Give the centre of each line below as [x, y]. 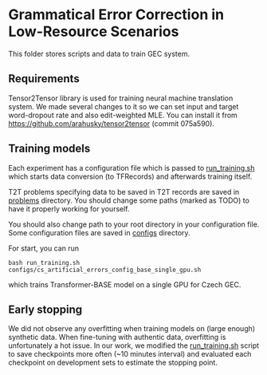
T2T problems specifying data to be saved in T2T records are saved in [124, 191]
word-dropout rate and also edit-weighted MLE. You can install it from [123, 115]
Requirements [44, 79]
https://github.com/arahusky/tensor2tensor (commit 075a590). [112, 123]
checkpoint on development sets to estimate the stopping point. [113, 363]
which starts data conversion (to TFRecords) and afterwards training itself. [130, 176]
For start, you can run [44, 248]
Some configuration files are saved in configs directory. [99, 232]
